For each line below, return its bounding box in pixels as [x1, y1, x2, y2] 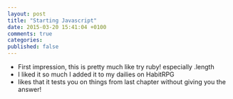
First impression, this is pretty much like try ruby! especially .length [17, 63, 215, 71]
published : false [7, 43, 59, 50]
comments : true [7, 30, 53, 37]
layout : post [7, 10, 46, 18]
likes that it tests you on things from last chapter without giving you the [17, 78, 227, 86]
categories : [7, 37, 43, 44]
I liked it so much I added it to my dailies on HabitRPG [17, 70, 175, 78]
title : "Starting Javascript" [7, 17, 98, 24]
